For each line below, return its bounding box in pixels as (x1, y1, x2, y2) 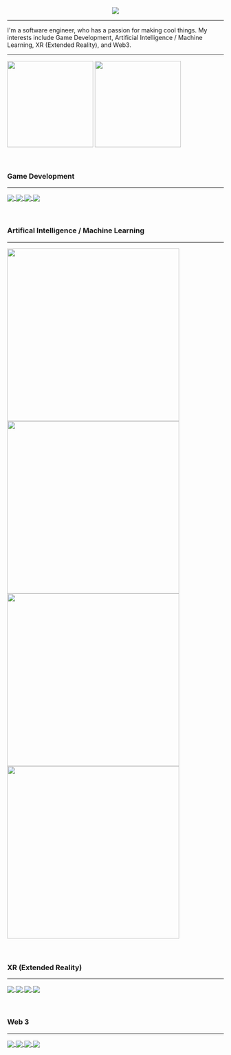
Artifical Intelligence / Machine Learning (7, 226, 145, 235)
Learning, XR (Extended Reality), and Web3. (7, 41, 132, 49)
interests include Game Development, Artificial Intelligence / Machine (7, 34, 203, 41)
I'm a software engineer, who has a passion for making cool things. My (7, 26, 208, 34)
